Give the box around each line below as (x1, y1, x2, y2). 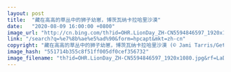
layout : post (7, 10, 45, 17)
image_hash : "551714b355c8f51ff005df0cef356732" (7, 49, 149, 56)
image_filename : (7, 55, 54, 62)
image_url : (7, 29, 38, 36)
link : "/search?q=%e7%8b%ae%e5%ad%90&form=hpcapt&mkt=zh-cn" (7, 36, 186, 43)
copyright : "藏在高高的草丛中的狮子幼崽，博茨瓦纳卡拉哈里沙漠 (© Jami (7, 42, 192, 49)
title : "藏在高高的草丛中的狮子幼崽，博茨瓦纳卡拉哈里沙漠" (7, 16, 161, 23)
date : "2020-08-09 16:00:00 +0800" (7, 23, 115, 29)
